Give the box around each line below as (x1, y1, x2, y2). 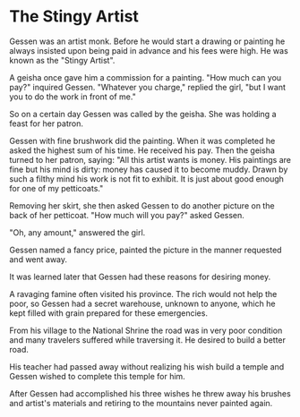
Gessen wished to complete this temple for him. (9, 370, 185, 381)
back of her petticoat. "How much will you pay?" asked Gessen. (9, 209, 244, 220)
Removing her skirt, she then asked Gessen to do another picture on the (9, 200, 275, 211)
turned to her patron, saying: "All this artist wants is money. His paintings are (9, 154, 291, 165)
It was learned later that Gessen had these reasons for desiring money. (9, 271, 271, 282)
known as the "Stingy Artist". (9, 55, 116, 65)
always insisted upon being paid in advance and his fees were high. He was (9, 45, 288, 55)
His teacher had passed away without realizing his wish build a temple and (9, 361, 285, 372)
